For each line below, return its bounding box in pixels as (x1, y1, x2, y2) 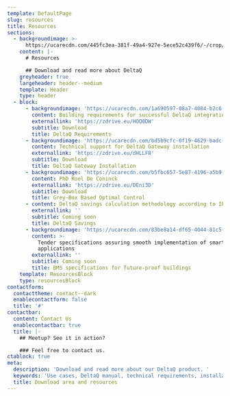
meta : (7, 360, 23, 367)
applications (37, 245, 75, 252)
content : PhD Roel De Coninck (31, 175, 118, 182)
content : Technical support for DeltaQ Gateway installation (31, 143, 210, 151)
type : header (19, 92, 57, 99)
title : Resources (7, 23, 57, 29)
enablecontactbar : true (13, 321, 81, 329)
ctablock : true (7, 354, 51, 360)
